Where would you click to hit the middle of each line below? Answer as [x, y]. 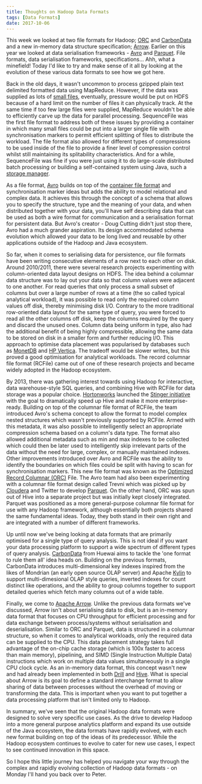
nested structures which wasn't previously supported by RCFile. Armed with [101, 420]
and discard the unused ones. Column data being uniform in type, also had [99, 325]
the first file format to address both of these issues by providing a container [100, 122]
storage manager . [28, 174]
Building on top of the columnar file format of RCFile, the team [100, 407]
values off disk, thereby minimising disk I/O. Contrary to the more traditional [100, 306]
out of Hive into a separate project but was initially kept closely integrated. [99, 497]
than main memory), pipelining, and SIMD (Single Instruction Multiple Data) [99, 655]
